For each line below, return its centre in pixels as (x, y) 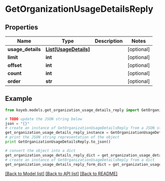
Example (19, 99)
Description (109, 41)
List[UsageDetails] (68, 49)
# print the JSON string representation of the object (62, 137)
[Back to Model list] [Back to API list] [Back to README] (61, 174)
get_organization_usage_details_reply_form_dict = (58, 164)
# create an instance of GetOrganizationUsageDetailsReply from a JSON (80, 128)
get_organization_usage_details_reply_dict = (52, 155)
